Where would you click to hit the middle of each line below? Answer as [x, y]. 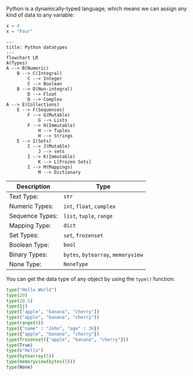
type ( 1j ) [17, 306]
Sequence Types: [34, 215]
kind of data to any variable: [40, 15]
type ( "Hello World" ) [32, 290]
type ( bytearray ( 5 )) [30, 356]
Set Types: [24, 235]
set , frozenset [83, 235]
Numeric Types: [31, 206]
